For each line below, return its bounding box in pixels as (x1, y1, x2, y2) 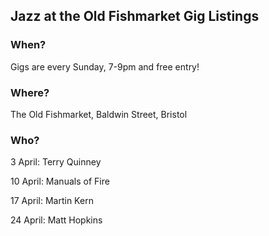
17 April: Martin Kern (10, 195, 94, 207)
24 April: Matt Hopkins (10, 214, 103, 226)
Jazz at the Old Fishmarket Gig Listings (10, 8, 260, 25)
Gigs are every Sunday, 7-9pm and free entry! (10, 60, 200, 73)
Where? (10, 85, 50, 99)
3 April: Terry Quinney (10, 156, 102, 168)
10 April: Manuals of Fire (10, 175, 110, 188)
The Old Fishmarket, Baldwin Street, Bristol (10, 108, 188, 120)
